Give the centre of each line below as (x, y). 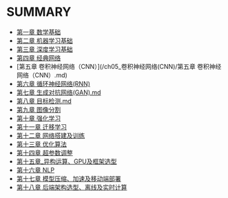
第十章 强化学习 (39, 118)
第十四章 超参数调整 (44, 152)
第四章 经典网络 (39, 58)
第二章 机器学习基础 (44, 40)
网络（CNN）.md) (42, 75)
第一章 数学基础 (39, 32)
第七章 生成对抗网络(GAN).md (59, 92)
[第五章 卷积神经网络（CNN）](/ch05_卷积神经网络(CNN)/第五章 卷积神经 (119, 66)
